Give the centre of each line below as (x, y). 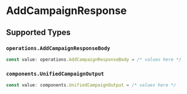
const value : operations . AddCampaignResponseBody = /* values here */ (94, 60)
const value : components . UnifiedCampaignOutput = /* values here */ (91, 85)
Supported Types (39, 32)
